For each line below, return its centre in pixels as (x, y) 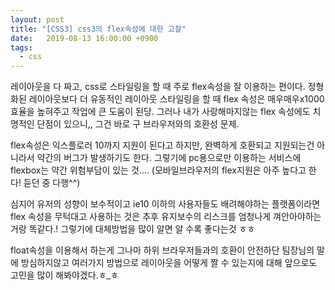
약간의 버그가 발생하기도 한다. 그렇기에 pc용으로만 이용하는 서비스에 (169, 158)
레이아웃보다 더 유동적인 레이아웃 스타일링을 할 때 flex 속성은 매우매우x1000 (176, 99)
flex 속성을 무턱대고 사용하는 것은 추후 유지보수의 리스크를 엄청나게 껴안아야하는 (166, 217)
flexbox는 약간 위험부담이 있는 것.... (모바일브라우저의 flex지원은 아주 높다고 (158, 170)
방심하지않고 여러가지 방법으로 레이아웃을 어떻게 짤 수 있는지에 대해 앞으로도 (169, 263)
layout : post (37, 19)
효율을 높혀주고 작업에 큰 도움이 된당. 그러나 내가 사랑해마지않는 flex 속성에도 (160, 112)
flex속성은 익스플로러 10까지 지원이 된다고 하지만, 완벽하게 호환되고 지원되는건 (162, 145)
